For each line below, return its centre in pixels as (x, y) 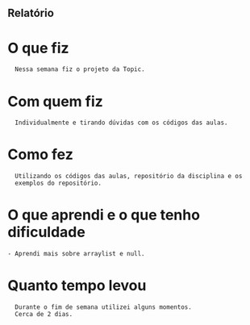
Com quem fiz (56, 101)
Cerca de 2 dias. (44, 315)
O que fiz (38, 48)
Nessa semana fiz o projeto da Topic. (80, 69)
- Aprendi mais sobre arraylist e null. (77, 254)
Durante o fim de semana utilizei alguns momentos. (104, 307)
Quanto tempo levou (77, 286)
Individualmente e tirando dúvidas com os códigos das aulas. (121, 123)
